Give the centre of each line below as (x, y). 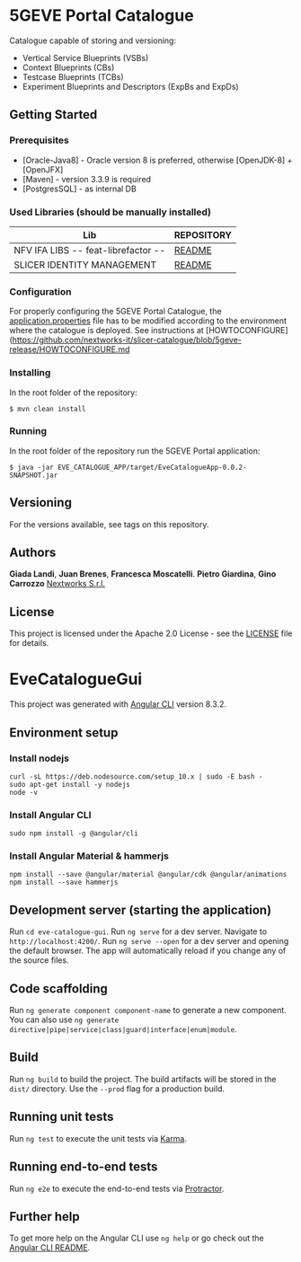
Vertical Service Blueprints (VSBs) (85, 57)
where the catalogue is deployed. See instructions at (106, 331)
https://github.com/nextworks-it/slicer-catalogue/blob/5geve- (127, 340)
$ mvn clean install (48, 409)
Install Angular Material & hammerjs (89, 856)
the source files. (39, 960)
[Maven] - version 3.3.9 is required (86, 179)
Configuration (40, 291)
